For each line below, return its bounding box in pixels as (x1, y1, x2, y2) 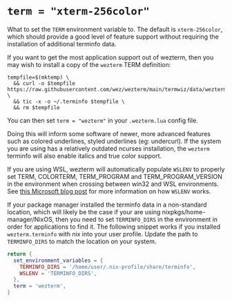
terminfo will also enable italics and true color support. (7, 151, 162, 160)
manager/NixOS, (7, 215, 55, 223)
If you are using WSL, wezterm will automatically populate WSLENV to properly (7, 164, 225, 173)
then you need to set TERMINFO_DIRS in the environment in (55, 215, 218, 223)
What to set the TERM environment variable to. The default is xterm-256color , (7, 25, 223, 33)
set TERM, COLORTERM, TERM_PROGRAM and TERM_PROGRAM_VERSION (7, 172, 223, 180)
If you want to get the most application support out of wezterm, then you (7, 53, 214, 62)
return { (7, 250, 32, 257)
